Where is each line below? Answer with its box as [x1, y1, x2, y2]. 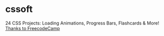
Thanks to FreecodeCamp [5, 25, 60, 31]
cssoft [5, 3, 33, 15]
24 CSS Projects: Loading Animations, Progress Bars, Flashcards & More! [5, 20, 159, 26]
